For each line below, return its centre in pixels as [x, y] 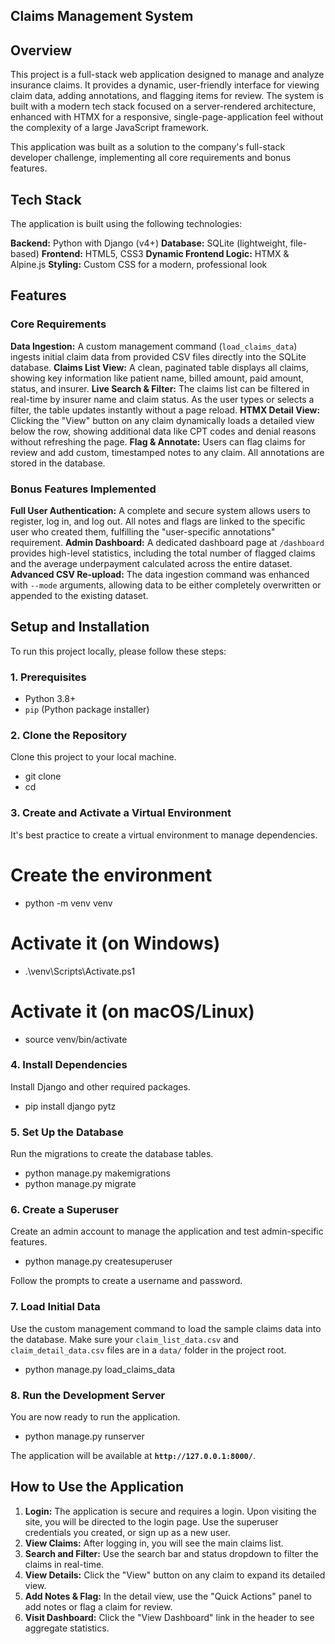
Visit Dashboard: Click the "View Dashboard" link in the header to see [169, 1617]
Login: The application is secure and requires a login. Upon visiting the [170, 1511]
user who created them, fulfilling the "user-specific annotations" [143, 532]
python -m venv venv [68, 903]
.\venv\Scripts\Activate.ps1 [80, 971]
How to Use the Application [97, 1487]
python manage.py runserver [84, 1436]
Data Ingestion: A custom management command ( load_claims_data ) [154, 346]
